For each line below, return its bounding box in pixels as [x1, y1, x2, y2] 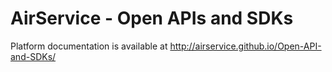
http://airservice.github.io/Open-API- [169, 40, 322, 52]
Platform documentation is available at [10, 40, 168, 52]
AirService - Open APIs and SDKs [10, 7, 294, 30]
